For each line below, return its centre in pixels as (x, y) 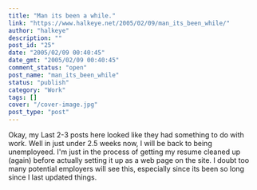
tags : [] (23, 97)
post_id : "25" (32, 46)
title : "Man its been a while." (62, 16)
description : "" (35, 38)
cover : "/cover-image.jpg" (53, 105)
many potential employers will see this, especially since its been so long (127, 169)
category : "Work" (37, 90)
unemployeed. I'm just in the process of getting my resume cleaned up (125, 152)
